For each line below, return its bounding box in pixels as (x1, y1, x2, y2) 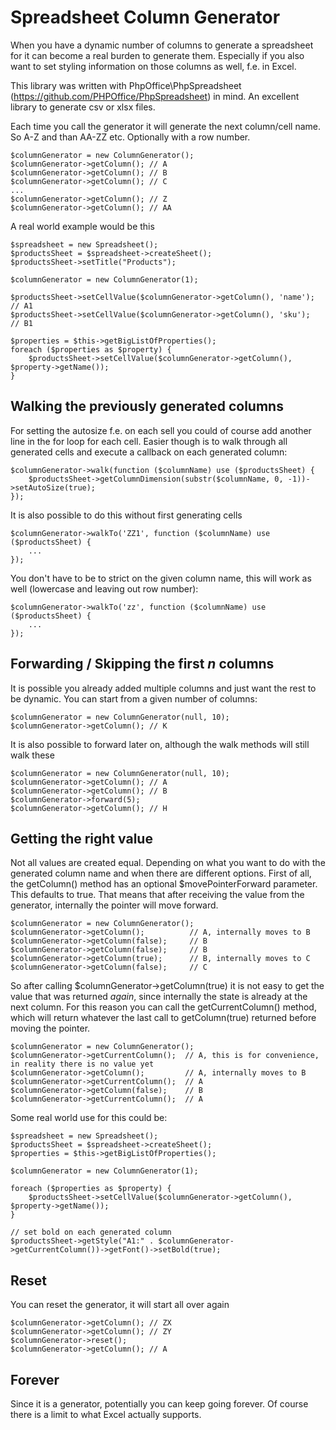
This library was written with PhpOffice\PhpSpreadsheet (10, 79, 242, 91)
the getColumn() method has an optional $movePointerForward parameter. (10, 878, 318, 890)
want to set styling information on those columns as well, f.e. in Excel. (10, 60, 297, 72)
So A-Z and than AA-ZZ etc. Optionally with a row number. (10, 131, 251, 143)
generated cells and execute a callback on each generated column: (10, 446, 288, 458)
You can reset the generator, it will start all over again (10, 1299, 230, 1311)
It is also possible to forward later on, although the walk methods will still (10, 738, 310, 750)
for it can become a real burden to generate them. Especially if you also (10, 49, 305, 61)
